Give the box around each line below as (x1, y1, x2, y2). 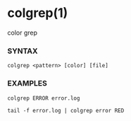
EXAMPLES (7, 79, 47, 88)
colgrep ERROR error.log (7, 94, 80, 102)
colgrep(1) (7, 5, 68, 21)
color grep (7, 28, 37, 37)
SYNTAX (7, 46, 38, 56)
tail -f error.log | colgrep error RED (7, 107, 125, 114)
